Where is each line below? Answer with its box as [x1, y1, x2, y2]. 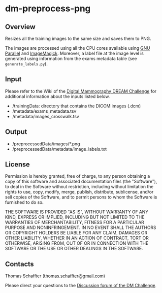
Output [5, 128, 27, 136]
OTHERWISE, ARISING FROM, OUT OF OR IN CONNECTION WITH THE [5, 240, 149, 246]
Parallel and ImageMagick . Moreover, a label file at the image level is [5, 50, 144, 56]
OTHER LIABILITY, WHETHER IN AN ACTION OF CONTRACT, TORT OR [5, 235, 149, 241]
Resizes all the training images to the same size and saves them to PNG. [5, 35, 151, 41]
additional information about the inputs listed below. [5, 93, 110, 99]
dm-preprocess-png [5, 3, 91, 14]
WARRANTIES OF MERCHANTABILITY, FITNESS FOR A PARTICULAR [5, 220, 144, 226]
